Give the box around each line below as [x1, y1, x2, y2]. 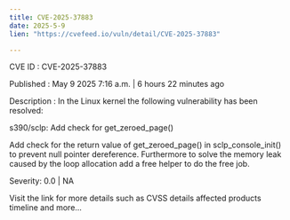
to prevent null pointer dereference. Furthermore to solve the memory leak [9, 149, 282, 160]
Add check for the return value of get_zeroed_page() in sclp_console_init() [9, 139, 282, 151]
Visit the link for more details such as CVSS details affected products [9, 192, 262, 204]
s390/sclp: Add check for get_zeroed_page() [9, 122, 174, 133]
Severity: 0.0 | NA [9, 176, 74, 186]
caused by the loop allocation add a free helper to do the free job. [9, 159, 251, 169]
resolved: [9, 106, 44, 116]
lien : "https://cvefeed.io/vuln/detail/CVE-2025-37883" [9, 29, 221, 38]
